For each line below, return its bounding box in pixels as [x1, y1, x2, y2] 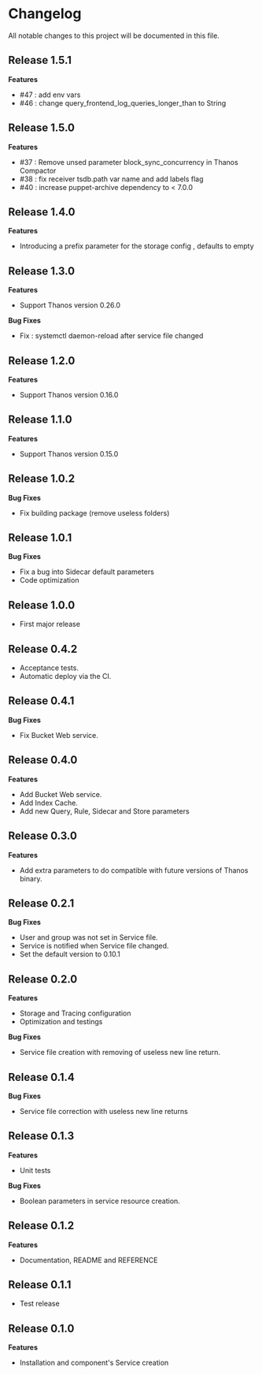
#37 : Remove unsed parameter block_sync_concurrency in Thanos [19, 157, 238, 166]
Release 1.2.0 [8, 354, 76, 367]
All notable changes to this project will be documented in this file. [8, 31, 220, 40]
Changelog [8, 5, 82, 23]
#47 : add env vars [19, 90, 81, 99]
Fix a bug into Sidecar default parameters [19, 567, 155, 576]
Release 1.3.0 [8, 264, 76, 278]
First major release [19, 620, 81, 629]
